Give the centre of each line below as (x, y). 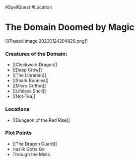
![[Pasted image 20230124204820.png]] (46, 41)
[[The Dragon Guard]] (35, 144)
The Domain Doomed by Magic (70, 27)
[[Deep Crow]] (27, 70)
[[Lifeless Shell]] (29, 91)
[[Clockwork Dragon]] (35, 65)
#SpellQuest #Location (29, 7)
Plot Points (19, 133)
